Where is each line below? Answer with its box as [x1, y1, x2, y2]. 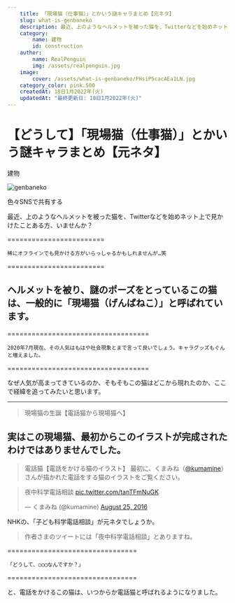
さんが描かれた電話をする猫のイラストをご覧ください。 [24, 473, 184, 481]
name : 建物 [32, 36, 62, 43]
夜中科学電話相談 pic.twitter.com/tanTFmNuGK [24, 488, 159, 496]
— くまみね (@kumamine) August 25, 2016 [24, 502, 148, 511]
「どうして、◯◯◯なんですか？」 [7, 561, 84, 568]
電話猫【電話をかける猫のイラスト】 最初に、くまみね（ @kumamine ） [24, 464, 227, 472]
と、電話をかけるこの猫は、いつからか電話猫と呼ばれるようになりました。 [7, 588, 222, 596]
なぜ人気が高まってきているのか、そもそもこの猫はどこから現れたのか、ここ [7, 378, 227, 387]
